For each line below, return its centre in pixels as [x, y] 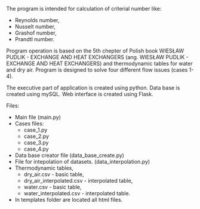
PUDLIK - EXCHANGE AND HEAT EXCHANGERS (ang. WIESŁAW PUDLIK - [98, 57]
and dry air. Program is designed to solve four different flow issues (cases [97, 70]
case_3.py [36, 142]
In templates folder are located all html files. [69, 200]
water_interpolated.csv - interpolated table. [77, 193]
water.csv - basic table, [53, 187]
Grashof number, [36, 33]
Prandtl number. [35, 39]
